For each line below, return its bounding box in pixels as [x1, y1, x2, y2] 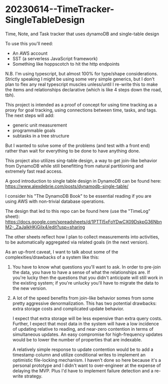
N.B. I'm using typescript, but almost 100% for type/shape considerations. [5, 70, 158, 76]
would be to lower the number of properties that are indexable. [12, 336, 142, 342]
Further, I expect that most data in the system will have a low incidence [12, 320, 159, 327]
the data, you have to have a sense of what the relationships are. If [12, 269, 150, 275]
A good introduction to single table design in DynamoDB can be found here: [5, 178, 161, 184]
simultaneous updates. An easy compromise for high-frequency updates [12, 331, 163, 337]
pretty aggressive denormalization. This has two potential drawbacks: [12, 300, 157, 306]
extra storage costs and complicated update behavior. [12, 305, 124, 312]
